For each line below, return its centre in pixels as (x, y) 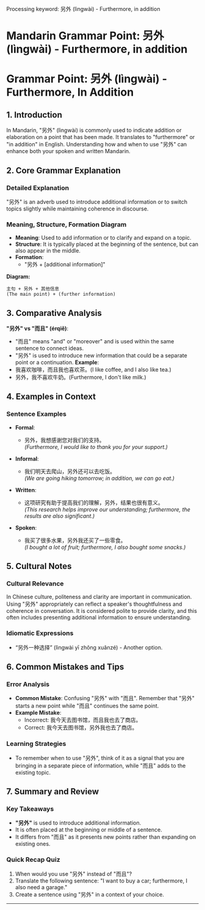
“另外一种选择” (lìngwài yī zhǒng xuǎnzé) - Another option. (89, 647)
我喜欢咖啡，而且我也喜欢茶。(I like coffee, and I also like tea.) (93, 369)
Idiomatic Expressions (40, 633)
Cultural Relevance (35, 583)
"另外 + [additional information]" (65, 265)
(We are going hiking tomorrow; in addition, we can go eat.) (99, 478)
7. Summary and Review (53, 792)
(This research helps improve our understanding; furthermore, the (107, 509)
